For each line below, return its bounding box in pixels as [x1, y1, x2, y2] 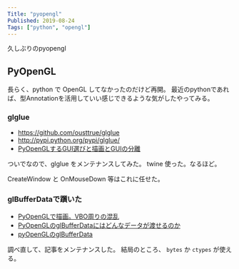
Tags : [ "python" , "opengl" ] [7, 24, 91, 31]
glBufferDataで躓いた [7, 194, 82, 204]
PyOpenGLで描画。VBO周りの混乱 [17, 212, 120, 220]
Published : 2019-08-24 [7, 17, 75, 24]
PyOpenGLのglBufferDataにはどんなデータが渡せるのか [17, 220, 180, 229]
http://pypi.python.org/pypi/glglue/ [17, 136, 120, 145]
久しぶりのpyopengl [7, 44, 66, 53]
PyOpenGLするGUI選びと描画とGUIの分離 [17, 144, 141, 153]
